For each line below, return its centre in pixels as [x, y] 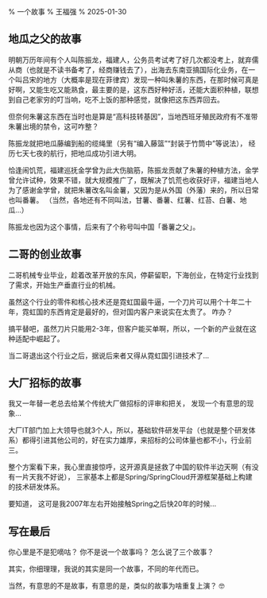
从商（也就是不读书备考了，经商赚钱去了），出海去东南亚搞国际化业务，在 [128, 69]
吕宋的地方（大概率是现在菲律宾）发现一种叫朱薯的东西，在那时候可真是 [140, 80]
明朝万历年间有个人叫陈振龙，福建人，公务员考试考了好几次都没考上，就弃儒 [133, 60]
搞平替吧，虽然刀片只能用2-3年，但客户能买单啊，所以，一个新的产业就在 [129, 328]
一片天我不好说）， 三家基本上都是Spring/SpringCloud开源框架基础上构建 [133, 477]
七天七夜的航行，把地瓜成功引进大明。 [77, 153]
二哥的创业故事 [45, 254]
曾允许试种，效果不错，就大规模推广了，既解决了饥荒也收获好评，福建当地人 [133, 180]
